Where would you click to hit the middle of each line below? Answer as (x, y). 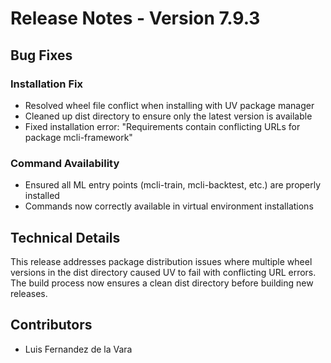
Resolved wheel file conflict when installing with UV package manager (169, 105)
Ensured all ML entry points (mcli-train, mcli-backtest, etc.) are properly (173, 185)
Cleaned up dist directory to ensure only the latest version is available (168, 116)
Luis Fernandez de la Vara (78, 349)
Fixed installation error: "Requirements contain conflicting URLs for (162, 126)
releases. (29, 293)
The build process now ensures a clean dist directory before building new (162, 283)
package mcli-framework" (78, 137)
